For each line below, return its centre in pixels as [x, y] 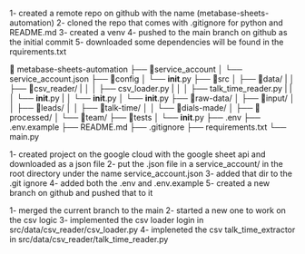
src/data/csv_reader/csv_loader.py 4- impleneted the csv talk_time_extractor [152, 230]
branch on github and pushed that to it [81, 193]
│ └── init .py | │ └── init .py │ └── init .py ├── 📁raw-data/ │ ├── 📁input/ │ [152, 98]
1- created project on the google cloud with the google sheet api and [138, 154]
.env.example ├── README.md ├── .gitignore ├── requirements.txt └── [148, 127]
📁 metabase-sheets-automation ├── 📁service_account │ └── [126, 69]
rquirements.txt [38, 52]
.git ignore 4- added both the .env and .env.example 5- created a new [140, 183]
